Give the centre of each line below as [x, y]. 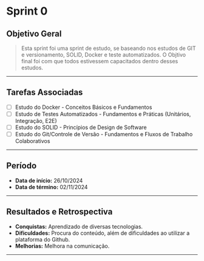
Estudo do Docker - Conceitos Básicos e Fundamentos [83, 107]
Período [22, 166]
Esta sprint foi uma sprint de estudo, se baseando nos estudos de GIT [108, 48]
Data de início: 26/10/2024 [49, 180]
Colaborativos [32, 141]
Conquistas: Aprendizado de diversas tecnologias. [79, 226]
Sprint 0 [27, 11]
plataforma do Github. [42, 239]
